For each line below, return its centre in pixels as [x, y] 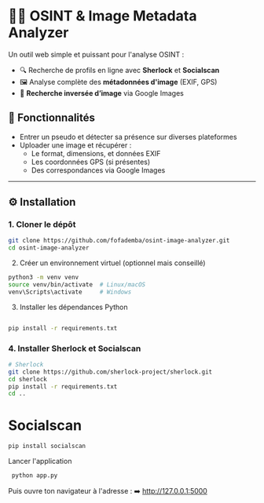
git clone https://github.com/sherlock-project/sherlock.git [110, 372]
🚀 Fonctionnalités [52, 118]
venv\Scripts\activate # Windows [70, 292]
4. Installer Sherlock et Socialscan [75, 348]
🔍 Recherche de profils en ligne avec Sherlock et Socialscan [119, 70]
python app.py [35, 476]
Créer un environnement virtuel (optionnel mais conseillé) [112, 263]
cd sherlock [27, 379]
